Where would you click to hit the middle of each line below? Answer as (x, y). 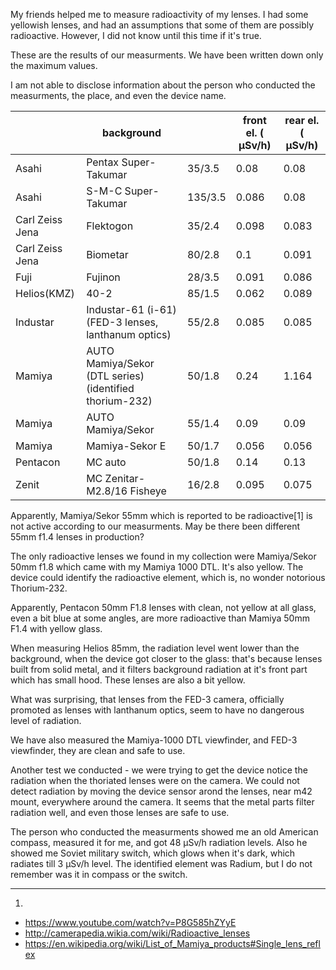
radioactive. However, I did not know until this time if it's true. (136, 35)
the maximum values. (54, 65)
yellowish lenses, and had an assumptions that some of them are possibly (162, 25)
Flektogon (110, 226)
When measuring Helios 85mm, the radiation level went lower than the (155, 648)
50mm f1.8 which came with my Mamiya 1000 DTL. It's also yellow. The (157, 567)
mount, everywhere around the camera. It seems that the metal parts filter (162, 802)
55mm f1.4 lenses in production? (77, 537)
